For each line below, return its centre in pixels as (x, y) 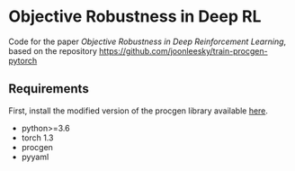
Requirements (49, 89)
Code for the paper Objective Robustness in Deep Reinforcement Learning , (147, 41)
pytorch (23, 60)
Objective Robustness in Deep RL (135, 17)
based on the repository (53, 50)
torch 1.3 (37, 138)
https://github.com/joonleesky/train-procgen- (183, 50)
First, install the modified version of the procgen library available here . (139, 111)
